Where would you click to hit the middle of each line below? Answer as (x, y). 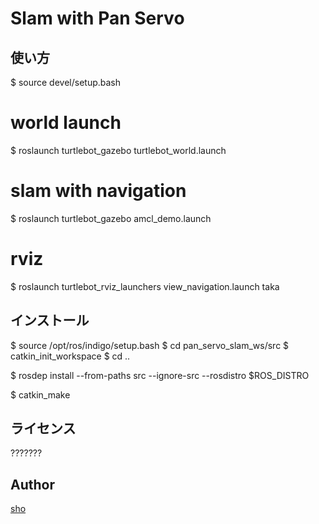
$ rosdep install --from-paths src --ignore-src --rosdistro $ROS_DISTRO (160, 375)
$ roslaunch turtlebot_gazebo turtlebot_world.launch (118, 150)
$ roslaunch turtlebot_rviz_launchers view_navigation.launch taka (145, 286)
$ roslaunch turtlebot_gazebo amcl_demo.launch (111, 218)
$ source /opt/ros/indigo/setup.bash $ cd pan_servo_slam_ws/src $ (150, 345)
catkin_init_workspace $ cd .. (70, 356)
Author (32, 484)
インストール (50, 320)
